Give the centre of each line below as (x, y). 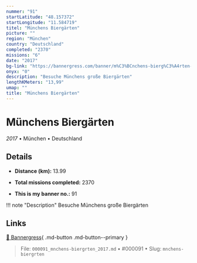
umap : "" (17, 88)
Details (19, 157)
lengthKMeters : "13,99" (35, 83)
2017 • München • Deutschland (44, 138)
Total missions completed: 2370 (55, 182)
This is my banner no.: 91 (46, 193)
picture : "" (21, 33)
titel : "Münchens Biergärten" (43, 28)
